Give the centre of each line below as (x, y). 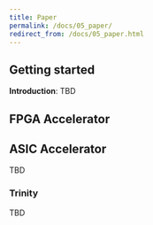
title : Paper (33, 17)
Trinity (23, 193)
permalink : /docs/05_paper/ (61, 26)
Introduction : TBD (43, 91)
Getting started (52, 70)
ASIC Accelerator (58, 148)
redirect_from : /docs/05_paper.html (76, 34)
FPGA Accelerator (60, 119)
